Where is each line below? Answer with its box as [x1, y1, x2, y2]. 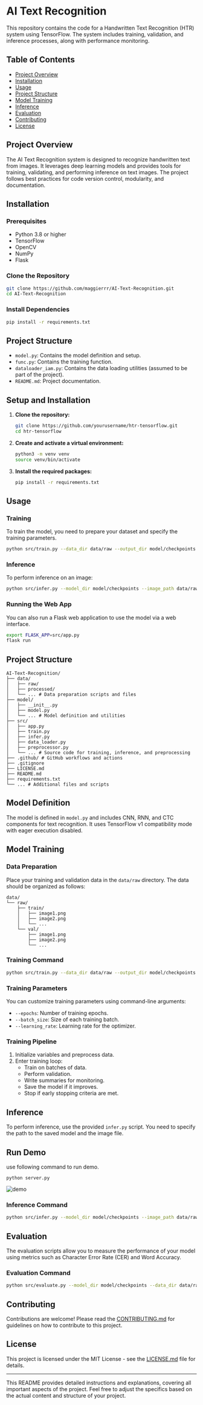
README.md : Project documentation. [14, 377, 101, 385]
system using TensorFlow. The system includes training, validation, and [6, 30, 184, 37]
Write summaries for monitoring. [24, 1077, 105, 1084]
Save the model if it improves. [24, 1083, 98, 1090]
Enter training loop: [14, 1057, 63, 1065]
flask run [6, 637, 31, 644]
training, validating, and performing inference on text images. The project [6, 168, 188, 176]
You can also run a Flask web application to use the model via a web [6, 614, 176, 621]
